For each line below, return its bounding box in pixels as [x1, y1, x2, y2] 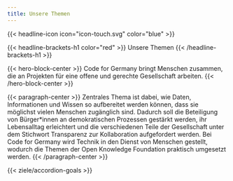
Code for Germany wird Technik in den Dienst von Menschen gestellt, [7, 138, 208, 146]
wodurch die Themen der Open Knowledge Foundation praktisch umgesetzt [7, 145, 226, 153]
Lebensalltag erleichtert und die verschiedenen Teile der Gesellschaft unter [7, 122, 225, 130]
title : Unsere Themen [7, 10, 71, 18]
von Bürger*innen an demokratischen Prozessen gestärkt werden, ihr [7, 115, 207, 123]
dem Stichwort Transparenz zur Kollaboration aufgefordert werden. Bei [7, 130, 212, 138]
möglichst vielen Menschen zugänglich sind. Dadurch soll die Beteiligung [7, 107, 218, 116]
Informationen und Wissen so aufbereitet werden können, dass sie [7, 100, 199, 109]
